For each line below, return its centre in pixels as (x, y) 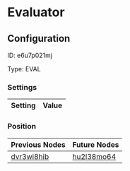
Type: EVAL (24, 69)
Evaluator (36, 12)
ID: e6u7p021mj (30, 55)
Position (22, 126)
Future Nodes (96, 144)
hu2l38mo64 (94, 156)
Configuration (39, 39)
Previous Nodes (38, 144)
